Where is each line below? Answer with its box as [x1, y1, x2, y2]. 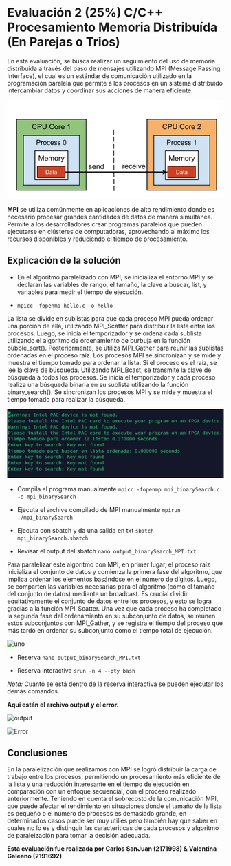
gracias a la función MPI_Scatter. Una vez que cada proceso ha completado [7, 604, 222, 612]
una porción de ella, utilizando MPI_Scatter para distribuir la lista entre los [7, 322, 215, 330]
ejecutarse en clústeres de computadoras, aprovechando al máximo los [7, 228, 210, 236]
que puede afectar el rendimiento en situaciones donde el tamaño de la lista [7, 802, 222, 810]
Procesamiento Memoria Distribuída [7, 19, 218, 35]
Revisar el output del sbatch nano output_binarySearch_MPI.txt [16, 547, 197, 555]
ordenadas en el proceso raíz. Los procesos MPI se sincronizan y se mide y [7, 351, 221, 360]
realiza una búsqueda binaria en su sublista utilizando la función [7, 380, 189, 388]
